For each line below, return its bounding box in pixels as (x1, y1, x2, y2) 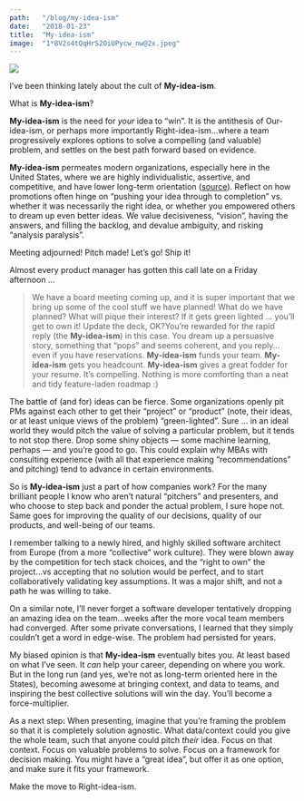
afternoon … (9, 274, 56, 286)
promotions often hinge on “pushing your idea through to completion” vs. (9, 191, 283, 202)
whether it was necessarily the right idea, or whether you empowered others (9, 200, 296, 211)
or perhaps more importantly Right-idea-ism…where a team (46, 125, 270, 136)
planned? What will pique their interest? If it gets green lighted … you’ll (31, 311, 295, 322)
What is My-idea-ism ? (9, 98, 94, 109)
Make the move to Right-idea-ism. (9, 781, 137, 792)
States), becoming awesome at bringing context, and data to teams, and (9, 679, 279, 689)
